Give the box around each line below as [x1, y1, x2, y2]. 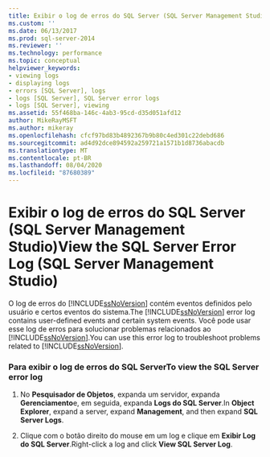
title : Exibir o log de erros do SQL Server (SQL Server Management [8, 11, 243, 20]
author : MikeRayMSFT [8, 117, 78, 125]
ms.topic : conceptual [8, 57, 81, 65]
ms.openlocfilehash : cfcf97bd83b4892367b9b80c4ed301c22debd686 [8, 131, 225, 139]
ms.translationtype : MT [8, 146, 88, 154]
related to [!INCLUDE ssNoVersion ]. [8, 341, 124, 351]
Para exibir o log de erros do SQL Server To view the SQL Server [8, 361, 260, 373]
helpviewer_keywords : [8, 64, 81, 72]
